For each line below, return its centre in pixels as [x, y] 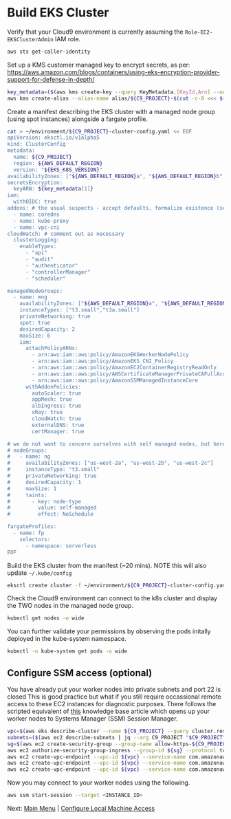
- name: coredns [36, 215]
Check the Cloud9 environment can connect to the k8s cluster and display [112, 598]
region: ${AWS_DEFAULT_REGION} [58, 163]
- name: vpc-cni [36, 227]
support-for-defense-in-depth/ [51, 79]
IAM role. [68, 39]
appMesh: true [52, 400]
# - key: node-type [44, 501]
